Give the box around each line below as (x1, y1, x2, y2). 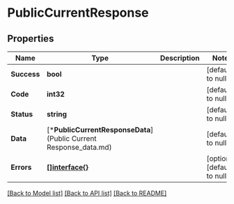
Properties (7, 33, 54, 45)
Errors (10, 162, 32, 172)
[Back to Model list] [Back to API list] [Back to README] (7, 189, 167, 197)
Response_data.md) (46, 143, 112, 152)
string (46, 109, 68, 119)
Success (10, 70, 40, 79)
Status (10, 109, 33, 119)
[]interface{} (46, 162, 89, 172)
